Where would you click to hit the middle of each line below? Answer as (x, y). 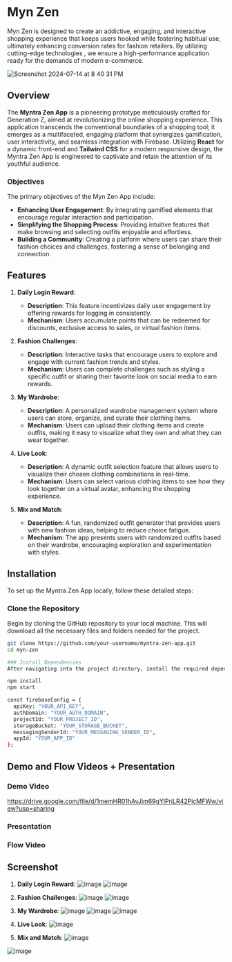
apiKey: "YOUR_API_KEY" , (49, 706)
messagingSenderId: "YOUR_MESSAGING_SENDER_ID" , (85, 732)
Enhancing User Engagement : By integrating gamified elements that (115, 210)
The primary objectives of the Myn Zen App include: (81, 197)
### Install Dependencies (44, 662)
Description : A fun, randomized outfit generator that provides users (124, 523)
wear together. (48, 440)
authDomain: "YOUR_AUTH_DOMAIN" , (61, 713)
